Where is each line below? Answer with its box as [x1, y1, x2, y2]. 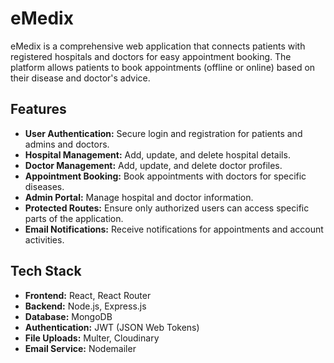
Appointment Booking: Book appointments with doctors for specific [24, 170, 307, 182]
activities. [24, 233, 65, 246]
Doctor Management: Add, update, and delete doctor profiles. [24, 159, 283, 171]
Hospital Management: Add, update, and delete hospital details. [24, 148, 291, 161]
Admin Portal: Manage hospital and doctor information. [24, 191, 254, 203]
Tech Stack [10, 263, 82, 280]
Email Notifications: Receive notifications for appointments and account [24, 223, 324, 235]
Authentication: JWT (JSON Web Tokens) [24, 321, 200, 333]
